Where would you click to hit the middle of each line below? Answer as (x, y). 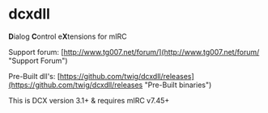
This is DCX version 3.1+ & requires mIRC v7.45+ (89, 100)
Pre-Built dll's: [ (34, 76)
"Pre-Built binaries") (178, 85)
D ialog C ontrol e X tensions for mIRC (68, 36)
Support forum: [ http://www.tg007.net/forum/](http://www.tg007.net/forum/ (134, 52)
